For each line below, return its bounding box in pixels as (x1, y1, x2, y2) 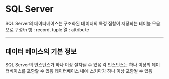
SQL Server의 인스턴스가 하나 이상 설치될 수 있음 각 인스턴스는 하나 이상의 (5, 61, 151, 68)
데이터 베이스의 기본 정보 (5, 47, 77, 56)
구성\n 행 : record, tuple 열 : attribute (14, 26, 89, 33)
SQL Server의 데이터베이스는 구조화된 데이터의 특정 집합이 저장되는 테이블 (5, 20, 151, 26)
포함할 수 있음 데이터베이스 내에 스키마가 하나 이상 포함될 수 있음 (27, 68, 153, 74)
